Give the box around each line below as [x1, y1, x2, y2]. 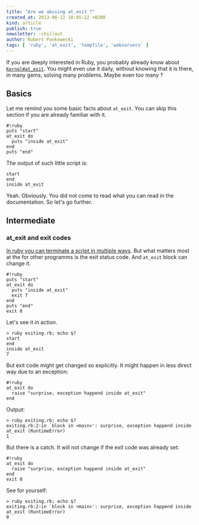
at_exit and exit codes [6, 234, 71, 242]
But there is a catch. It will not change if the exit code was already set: [6, 444, 180, 451]
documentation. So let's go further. [6, 198, 93, 206]
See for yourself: [6, 487, 48, 494]
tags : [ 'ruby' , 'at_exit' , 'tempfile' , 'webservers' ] [6, 43, 149, 49]
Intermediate [6, 216, 56, 226]
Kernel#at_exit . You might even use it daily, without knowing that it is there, [6, 65, 194, 72]
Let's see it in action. [6, 319, 58, 326]
